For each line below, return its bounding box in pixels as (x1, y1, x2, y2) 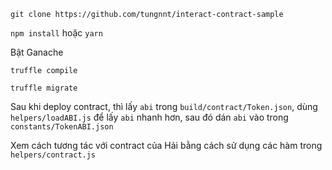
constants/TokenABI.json (10, 122, 114, 132)
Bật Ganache (10, 46, 64, 58)
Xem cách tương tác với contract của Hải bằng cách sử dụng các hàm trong (10, 140, 323, 151)
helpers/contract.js (10, 150, 97, 160)
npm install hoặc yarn (10, 27, 103, 39)
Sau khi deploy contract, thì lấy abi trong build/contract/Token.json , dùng (10, 101, 318, 112)
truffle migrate (10, 83, 78, 93)
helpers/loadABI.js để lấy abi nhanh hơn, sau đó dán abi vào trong (10, 111, 289, 123)
